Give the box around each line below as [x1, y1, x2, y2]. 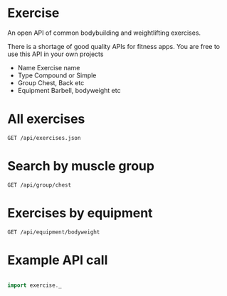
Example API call [7, 252, 108, 268]
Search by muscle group [7, 158, 155, 175]
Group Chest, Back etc [17, 78, 85, 87]
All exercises [7, 111, 85, 127]
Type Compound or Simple [17, 71, 97, 80]
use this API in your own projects [7, 50, 104, 58]
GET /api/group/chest [7, 181, 72, 189]
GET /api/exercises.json [7, 134, 81, 141]
